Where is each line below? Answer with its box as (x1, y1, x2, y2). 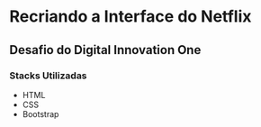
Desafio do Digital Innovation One (9, 42, 202, 58)
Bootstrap (22, 108, 59, 119)
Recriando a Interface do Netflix (9, 6, 252, 27)
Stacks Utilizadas (9, 69, 87, 82)
